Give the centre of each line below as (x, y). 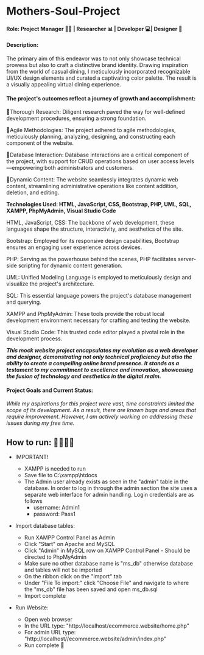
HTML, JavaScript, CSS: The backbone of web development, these (90, 223)
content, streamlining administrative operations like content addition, (92, 186)
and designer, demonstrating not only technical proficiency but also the (100, 357)
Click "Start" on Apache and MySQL (69, 544)
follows (33, 501)
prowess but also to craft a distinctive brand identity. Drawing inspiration (97, 65)
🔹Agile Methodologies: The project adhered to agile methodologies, (91, 130)
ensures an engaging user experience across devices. (74, 247)
